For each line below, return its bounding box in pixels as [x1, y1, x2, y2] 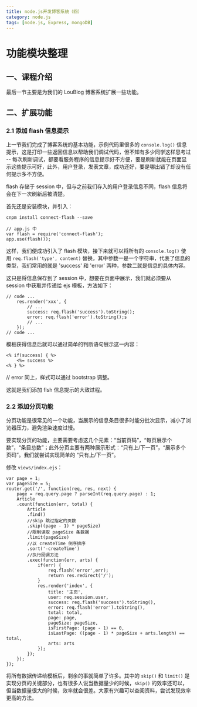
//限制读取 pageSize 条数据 [27, 529, 90, 535]
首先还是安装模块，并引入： [6, 203, 73, 210]
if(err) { [37, 562, 62, 568]
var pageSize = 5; [6, 481, 51, 487]
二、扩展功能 [6, 107, 53, 118]
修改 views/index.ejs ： [6, 464, 63, 471]
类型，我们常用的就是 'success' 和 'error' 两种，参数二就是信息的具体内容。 [6, 262, 189, 269]
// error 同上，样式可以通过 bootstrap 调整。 [6, 374, 113, 381]
